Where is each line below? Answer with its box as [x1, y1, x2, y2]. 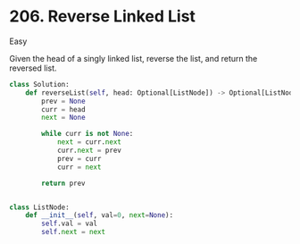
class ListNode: [9, 203, 70, 212]
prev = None [41, 97, 87, 105]
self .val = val [41, 219, 98, 229]
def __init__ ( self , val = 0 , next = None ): [25, 211, 174, 220]
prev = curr [56, 154, 102, 163]
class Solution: [9, 80, 70, 88]
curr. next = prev [56, 146, 122, 156]
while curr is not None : [41, 130, 134, 139]
